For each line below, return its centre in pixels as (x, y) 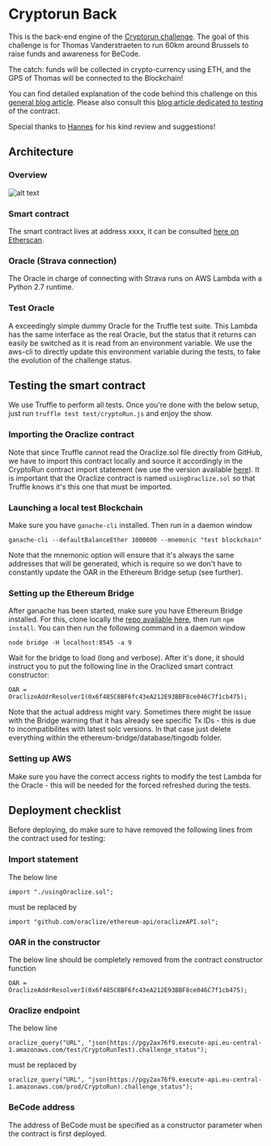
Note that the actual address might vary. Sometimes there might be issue (130, 712)
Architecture (41, 152)
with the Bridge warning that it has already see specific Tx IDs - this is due (132, 720)
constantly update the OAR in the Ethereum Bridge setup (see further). (126, 572)
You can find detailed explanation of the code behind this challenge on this (133, 93)
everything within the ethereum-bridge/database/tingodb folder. (115, 738)
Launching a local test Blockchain (76, 507)
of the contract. (34, 111)
